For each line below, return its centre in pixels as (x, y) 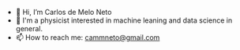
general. (29, 29)
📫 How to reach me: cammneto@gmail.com (88, 37)
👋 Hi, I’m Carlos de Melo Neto (64, 12)
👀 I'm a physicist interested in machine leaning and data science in (124, 20)
